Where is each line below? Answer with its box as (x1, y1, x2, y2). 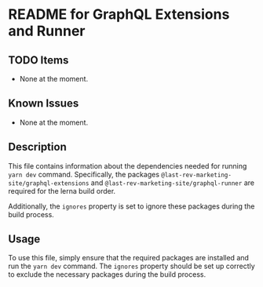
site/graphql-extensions (8, 179, 89, 187)
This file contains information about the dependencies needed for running (8, 161, 247, 170)
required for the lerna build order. (8, 186, 116, 195)
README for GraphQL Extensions (8, 5, 230, 24)
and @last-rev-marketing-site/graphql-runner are (90, 178, 255, 187)
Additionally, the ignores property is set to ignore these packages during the (8, 202, 255, 211)
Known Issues (8, 96, 79, 111)
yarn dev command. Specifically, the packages (8, 169, 159, 179)
